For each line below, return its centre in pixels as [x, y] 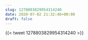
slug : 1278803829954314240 [33, 10]
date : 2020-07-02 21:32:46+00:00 [40, 14]
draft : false [19, 19]
